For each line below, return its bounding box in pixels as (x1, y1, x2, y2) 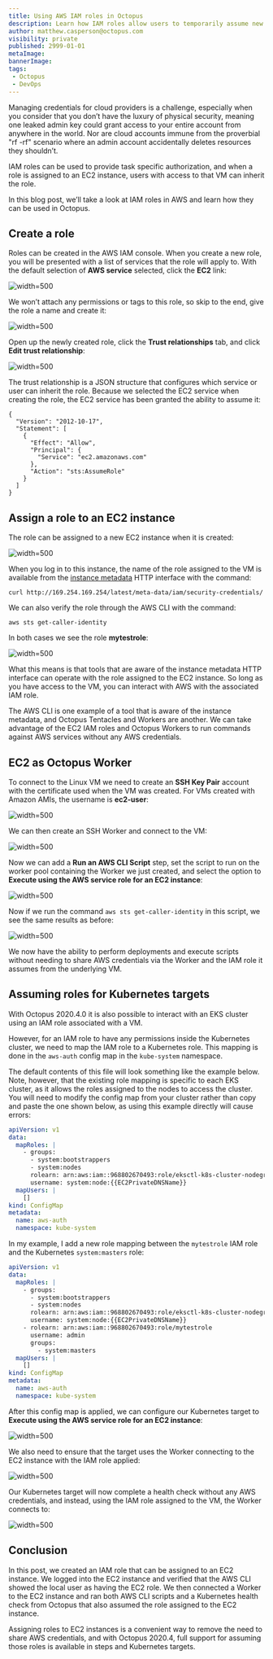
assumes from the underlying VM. (8, 964, 123, 974)
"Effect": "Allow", (29, 439, 96, 448)
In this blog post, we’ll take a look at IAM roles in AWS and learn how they (8, 195, 254, 204)
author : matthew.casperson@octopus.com (8, 27, 144, 35)
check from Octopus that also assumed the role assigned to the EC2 (8, 1600, 237, 1609)
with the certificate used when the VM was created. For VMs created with (8, 786, 255, 795)
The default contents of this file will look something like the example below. (8, 1066, 260, 1076)
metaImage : (8, 50, 45, 58)
